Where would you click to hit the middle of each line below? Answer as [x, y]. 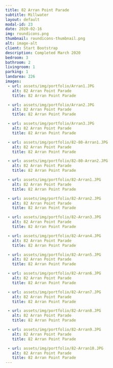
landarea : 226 [20, 77]
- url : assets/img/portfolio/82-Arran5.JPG [54, 255]
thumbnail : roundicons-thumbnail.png [45, 39]
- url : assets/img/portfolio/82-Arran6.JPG [54, 273]
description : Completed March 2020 [43, 53]
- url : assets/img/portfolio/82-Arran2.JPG [54, 198]
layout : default [22, 19]
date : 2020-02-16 [24, 29]
